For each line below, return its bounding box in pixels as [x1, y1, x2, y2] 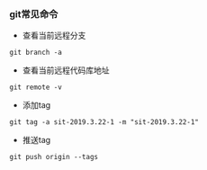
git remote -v [9, 83, 63, 92]
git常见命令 [9, 7, 58, 20]
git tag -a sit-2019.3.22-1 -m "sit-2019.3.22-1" [9, 118, 200, 127]
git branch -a [9, 48, 63, 58]
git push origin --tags [9, 153, 99, 162]
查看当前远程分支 [22, 30, 86, 41]
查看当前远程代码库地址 [22, 65, 110, 76]
